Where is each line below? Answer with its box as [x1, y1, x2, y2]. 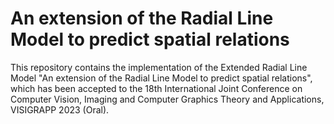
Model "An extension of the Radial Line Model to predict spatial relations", [10, 72, 313, 84]
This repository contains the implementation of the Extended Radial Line [10, 61, 308, 73]
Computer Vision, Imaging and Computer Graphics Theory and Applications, [10, 93, 325, 105]
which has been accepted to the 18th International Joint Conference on [10, 82, 303, 94]
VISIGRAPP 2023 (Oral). [10, 103, 110, 116]
